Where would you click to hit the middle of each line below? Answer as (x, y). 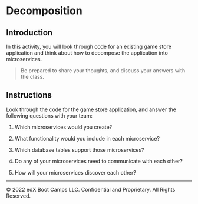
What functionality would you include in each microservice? (87, 138)
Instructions (29, 95)
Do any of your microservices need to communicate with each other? (98, 161)
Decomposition (44, 11)
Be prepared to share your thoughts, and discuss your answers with (103, 71)
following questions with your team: (49, 115)
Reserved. (19, 196)
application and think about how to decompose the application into (87, 53)
